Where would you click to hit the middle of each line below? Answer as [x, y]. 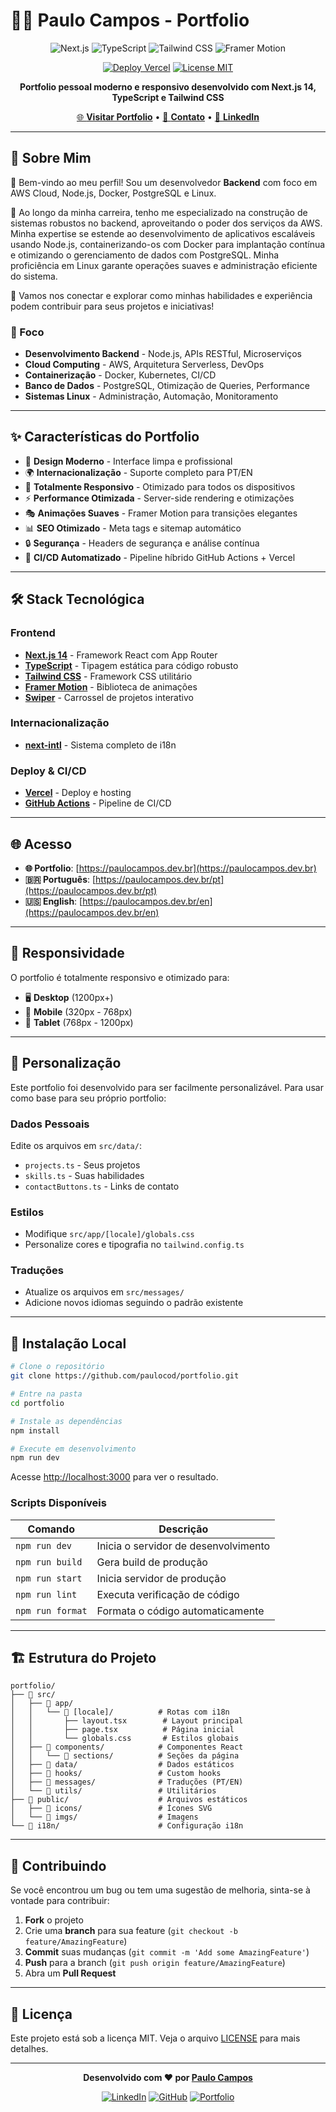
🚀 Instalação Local [68, 1343]
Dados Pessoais [50, 1124]
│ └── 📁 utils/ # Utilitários [113, 1791]
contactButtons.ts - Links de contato [102, 1186]
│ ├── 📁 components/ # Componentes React [127, 1747]
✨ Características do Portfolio [105, 437]
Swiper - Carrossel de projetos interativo [109, 697]
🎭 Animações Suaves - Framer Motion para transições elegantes [161, 513]
